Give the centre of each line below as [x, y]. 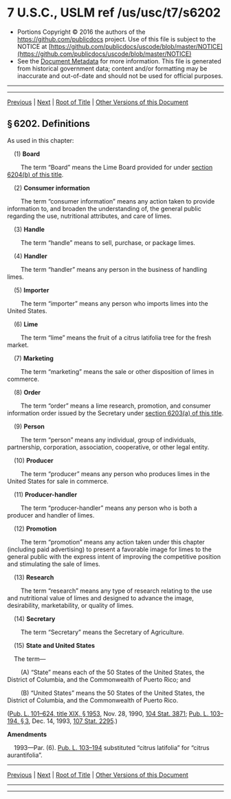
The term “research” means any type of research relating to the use [116, 591]
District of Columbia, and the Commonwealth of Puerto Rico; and [99, 679]
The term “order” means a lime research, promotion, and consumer [115, 406]
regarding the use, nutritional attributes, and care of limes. [89, 216]
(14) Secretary [34, 618]
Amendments [27, 734]
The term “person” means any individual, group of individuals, [108, 440]
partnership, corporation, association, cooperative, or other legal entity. [108, 447]
